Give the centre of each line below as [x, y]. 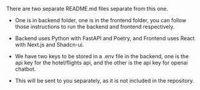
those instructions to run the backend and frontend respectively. [95, 27]
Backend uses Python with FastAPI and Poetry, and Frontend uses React [105, 38]
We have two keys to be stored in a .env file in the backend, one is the [102, 56]
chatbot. [25, 69]
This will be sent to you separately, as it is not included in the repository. [105, 81]
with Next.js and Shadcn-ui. [49, 45]
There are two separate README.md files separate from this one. [87, 9]
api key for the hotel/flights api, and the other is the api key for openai [101, 63]
